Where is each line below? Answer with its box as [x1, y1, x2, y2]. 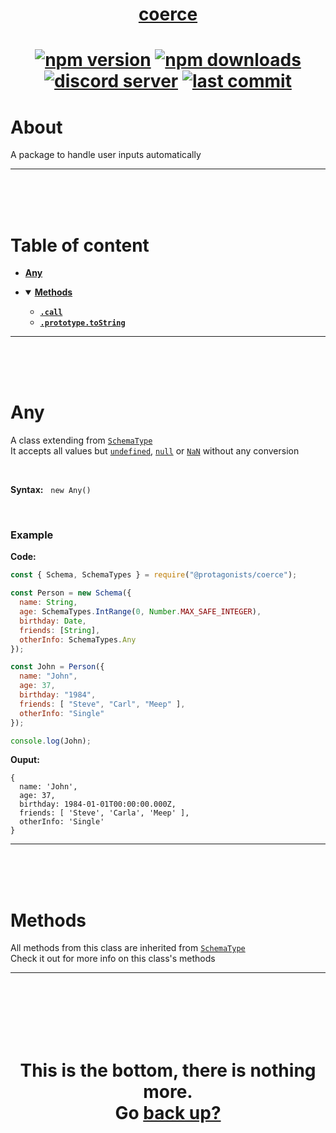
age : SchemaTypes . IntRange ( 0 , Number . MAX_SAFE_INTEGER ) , [19, 607, 262, 617]
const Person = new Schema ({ [10, 588, 132, 598]
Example [10, 528, 54, 542]
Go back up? [114, 1101, 222, 1124]
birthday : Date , [19, 616, 87, 626]
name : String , [19, 598, 78, 608]
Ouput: [10, 754, 40, 766]
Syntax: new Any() [10, 484, 92, 496]
